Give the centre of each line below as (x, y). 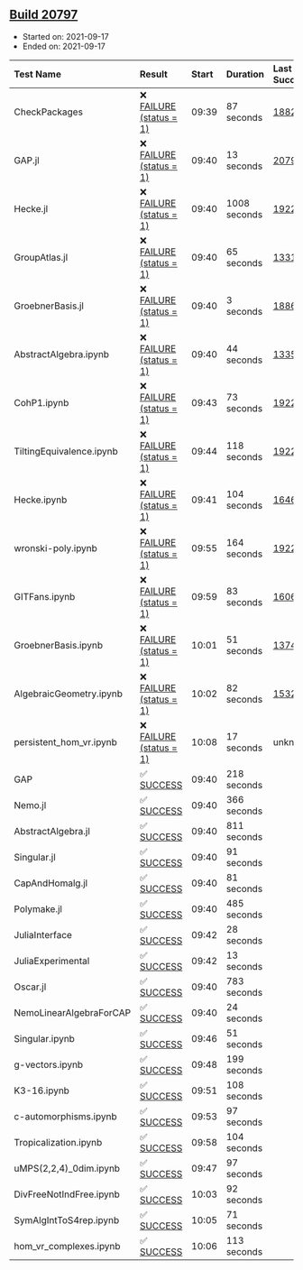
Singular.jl (35, 857)
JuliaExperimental (52, 961)
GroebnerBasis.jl (49, 306)
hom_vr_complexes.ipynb (67, 1246)
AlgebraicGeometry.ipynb (69, 694)
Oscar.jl (30, 987)
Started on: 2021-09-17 (66, 36)
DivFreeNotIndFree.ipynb (67, 1194)
